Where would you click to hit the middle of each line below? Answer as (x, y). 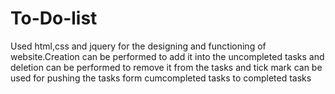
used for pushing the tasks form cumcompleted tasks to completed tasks (161, 78)
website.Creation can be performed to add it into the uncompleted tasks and (167, 56)
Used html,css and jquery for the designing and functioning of (138, 46)
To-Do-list (54, 18)
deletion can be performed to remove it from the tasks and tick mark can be (166, 67)
